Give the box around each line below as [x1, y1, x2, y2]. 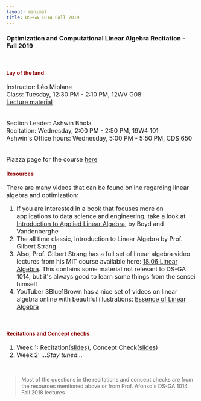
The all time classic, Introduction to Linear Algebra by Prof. [16, 235, 183, 243]
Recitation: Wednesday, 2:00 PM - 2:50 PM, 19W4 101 [6, 127, 159, 134]
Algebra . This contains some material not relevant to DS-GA [16, 265, 187, 273]
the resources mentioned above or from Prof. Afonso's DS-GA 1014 [21, 382, 188, 390]
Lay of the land [6, 69, 45, 77]
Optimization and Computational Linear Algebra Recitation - [6, 34, 186, 43]
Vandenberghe [16, 227, 59, 236]
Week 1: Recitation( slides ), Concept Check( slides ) [16, 343, 158, 352]
